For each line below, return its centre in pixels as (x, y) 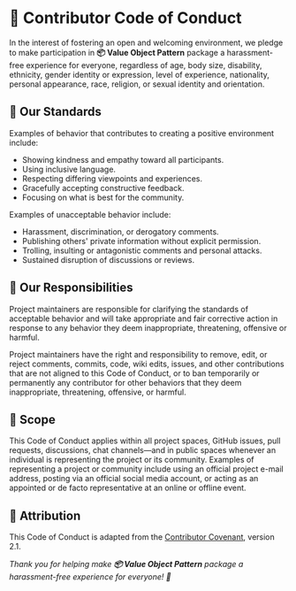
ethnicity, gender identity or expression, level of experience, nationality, (139, 74)
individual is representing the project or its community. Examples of (132, 460)
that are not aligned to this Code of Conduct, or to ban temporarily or (134, 373)
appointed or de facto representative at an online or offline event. (128, 488)
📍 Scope (32, 419)
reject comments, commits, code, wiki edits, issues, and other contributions (147, 364)
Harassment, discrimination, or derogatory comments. (120, 231)
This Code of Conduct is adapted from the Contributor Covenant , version (142, 537)
